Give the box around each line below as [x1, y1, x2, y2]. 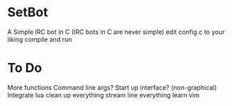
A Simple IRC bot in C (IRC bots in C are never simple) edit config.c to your [7, 28, 225, 36]
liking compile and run [7, 35, 72, 43]
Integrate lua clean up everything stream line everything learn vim [7, 90, 200, 99]
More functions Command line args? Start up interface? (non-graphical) [7, 83, 217, 92]
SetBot [7, 4, 48, 20]
